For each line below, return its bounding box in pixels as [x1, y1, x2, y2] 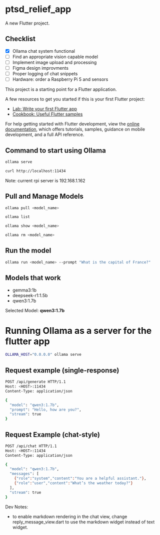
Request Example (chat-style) [5, 430, 100, 439]
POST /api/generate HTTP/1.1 [5, 379, 66, 384]
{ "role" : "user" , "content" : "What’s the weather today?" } [14, 481, 133, 486]
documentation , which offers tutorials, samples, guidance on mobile [5, 126, 145, 132]
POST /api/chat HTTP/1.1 [5, 443, 57, 449]
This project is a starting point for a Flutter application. [5, 86, 117, 92]
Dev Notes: [5, 503, 28, 510]
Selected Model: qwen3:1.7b [5, 307, 65, 313]
